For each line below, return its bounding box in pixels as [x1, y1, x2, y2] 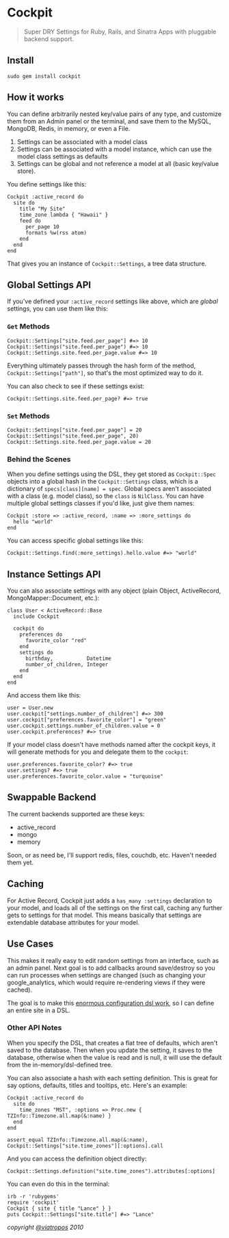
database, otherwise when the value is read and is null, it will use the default [7, 1053, 222, 1061]
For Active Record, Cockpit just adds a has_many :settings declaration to [7, 896, 213, 905]
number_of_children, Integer [25, 661, 109, 668]
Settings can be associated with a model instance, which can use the [16, 145, 212, 153]
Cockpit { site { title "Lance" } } [7, 1205, 111, 1212]
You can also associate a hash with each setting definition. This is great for [7, 1073, 218, 1082]
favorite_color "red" [25, 637, 87, 644]
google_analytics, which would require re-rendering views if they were [7, 978, 206, 986]
